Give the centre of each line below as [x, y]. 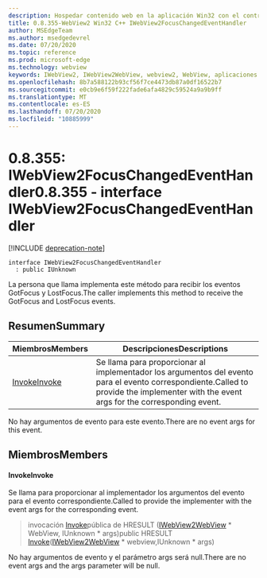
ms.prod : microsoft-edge [49, 60]
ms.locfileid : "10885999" [51, 119]
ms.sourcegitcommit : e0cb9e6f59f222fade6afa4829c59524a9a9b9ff [115, 89]
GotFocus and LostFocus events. [62, 301]
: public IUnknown [46, 270]
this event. [25, 429]
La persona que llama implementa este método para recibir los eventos [124, 284]
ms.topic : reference [43, 52]
